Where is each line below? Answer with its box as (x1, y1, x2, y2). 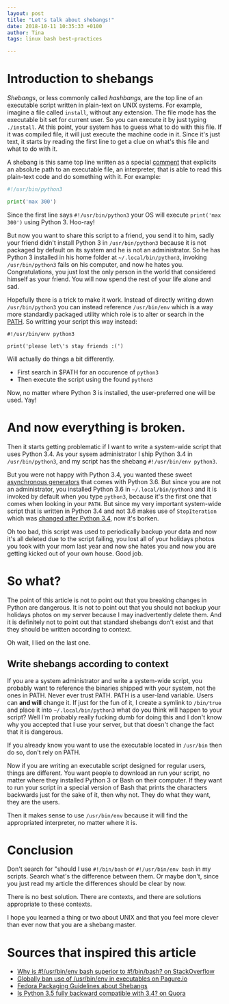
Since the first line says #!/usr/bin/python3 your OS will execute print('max (7, 211, 221, 219)
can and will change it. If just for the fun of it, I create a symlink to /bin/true (7, 698, 222, 706)
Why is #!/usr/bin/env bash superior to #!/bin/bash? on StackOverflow (16, 968, 215, 976)
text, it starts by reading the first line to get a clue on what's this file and (7, 138, 210, 146)
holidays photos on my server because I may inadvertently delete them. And (7, 610, 222, 619)
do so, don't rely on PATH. (7, 748, 81, 756)
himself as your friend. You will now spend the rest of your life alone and (7, 275, 211, 283)
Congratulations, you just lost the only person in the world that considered (7, 267, 216, 276)
